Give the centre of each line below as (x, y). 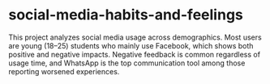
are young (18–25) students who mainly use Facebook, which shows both (131, 45)
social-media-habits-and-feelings (126, 15)
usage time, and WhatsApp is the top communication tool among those (127, 63)
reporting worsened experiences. (64, 71)
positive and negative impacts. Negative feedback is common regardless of (135, 54)
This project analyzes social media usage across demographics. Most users (135, 37)
